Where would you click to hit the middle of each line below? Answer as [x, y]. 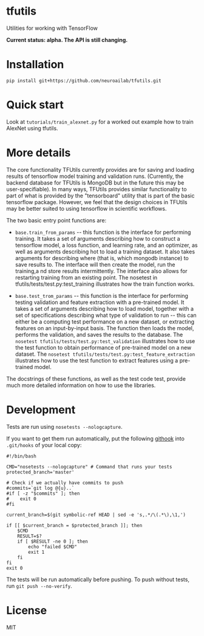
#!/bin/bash [21, 456]
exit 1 [36, 552]
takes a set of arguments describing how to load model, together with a [104, 308]
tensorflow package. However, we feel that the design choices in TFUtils [97, 202]
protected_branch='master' [40, 472]
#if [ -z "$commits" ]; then [43, 493]
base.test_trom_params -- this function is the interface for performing [101, 295]
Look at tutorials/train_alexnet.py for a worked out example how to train [100, 122]
